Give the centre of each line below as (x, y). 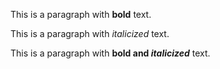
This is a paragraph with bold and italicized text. (110, 53)
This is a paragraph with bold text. (81, 14)
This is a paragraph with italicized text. (90, 33)
